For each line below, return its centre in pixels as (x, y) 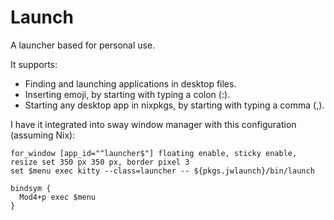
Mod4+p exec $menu (58, 197)
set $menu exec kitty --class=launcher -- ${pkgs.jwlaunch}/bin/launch (162, 171)
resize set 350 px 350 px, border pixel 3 (100, 162)
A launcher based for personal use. (83, 45)
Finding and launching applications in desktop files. (130, 83)
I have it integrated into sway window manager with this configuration (153, 124)
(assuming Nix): (43, 135)
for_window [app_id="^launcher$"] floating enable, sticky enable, (154, 153)
